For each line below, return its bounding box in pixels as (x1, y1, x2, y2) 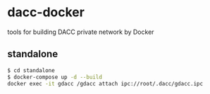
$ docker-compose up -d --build (7, 74, 102, 81)
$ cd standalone (7, 66, 55, 74)
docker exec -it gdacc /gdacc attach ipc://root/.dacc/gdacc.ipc (7, 80, 203, 87)
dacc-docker (7, 4, 85, 20)
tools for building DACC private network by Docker (7, 28, 154, 36)
